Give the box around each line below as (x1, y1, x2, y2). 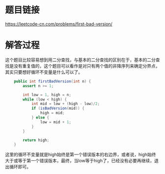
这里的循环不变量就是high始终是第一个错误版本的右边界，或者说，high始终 (5, 151, 156, 157)
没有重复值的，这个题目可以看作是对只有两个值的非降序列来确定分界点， (13, 63, 160, 69)
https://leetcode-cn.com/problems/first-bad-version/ (5, 21, 113, 27)
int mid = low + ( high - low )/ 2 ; (31, 101, 100, 106)
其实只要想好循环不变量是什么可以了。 (5, 69, 82, 75)
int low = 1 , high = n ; (23, 92, 71, 97)
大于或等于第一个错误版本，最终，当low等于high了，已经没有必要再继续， (5, 158, 155, 164)
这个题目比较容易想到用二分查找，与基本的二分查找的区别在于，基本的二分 (5, 57, 156, 63)
